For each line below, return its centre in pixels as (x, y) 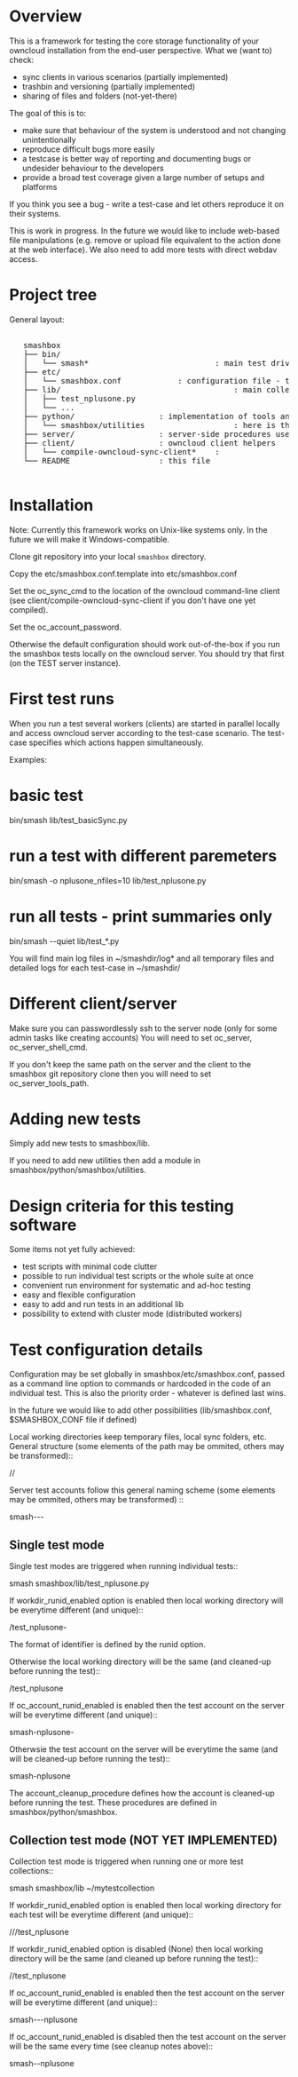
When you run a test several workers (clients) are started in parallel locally (145, 723)
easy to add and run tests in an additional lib (103, 1304)
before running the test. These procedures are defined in (113, 1803)
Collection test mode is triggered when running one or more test (126, 1861)
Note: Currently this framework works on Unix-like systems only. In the (138, 529)
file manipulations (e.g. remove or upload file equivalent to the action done (145, 240)
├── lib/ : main (143, 389)
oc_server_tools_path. (49, 1083)
